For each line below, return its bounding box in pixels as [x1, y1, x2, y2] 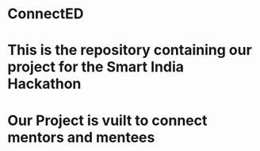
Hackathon [7, 75, 82, 93]
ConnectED [7, 5, 84, 23]
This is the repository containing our [7, 41, 253, 60]
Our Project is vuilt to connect [7, 111, 208, 130]
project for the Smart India [7, 58, 184, 76]
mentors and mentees [7, 128, 155, 146]
